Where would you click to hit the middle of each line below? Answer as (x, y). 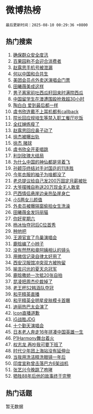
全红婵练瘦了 (26, 124)
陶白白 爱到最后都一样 (35, 105)
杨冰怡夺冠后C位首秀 (34, 225)
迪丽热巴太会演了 (30, 306)
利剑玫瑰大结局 (28, 155)
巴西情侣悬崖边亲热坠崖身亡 (41, 193)
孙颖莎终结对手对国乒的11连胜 (43, 168)
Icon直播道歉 (26, 313)
